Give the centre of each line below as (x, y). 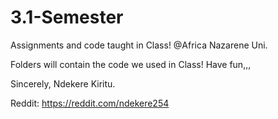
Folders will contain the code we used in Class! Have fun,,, (131, 64)
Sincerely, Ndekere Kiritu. (63, 83)
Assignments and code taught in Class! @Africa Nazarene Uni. (139, 45)
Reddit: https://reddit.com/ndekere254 (90, 103)
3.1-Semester (67, 17)
